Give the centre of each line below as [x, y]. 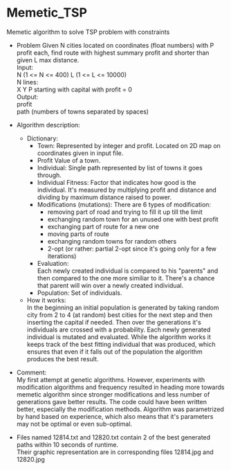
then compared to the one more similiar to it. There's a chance [126, 278]
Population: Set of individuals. [80, 293]
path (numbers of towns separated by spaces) [83, 111]
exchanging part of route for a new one [103, 226]
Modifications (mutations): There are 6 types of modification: [124, 204]
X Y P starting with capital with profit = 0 [74, 89]
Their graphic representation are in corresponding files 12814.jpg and [115, 452]
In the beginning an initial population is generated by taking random [123, 307]
